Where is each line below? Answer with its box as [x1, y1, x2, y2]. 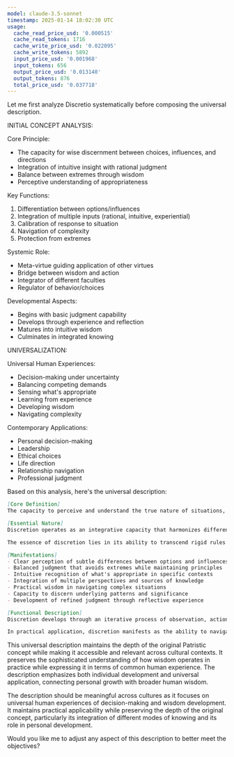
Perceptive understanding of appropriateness [17, 178, 148, 186]
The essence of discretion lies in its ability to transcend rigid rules [7, 539, 226, 546]
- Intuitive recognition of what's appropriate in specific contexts [7, 571, 214, 578]
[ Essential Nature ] [7, 520, 64, 527]
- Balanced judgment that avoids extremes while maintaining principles [7, 564, 223, 571]
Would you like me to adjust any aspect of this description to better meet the [7, 735, 226, 743]
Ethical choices [17, 452, 61, 460]
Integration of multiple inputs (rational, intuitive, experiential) [17, 212, 191, 221]
